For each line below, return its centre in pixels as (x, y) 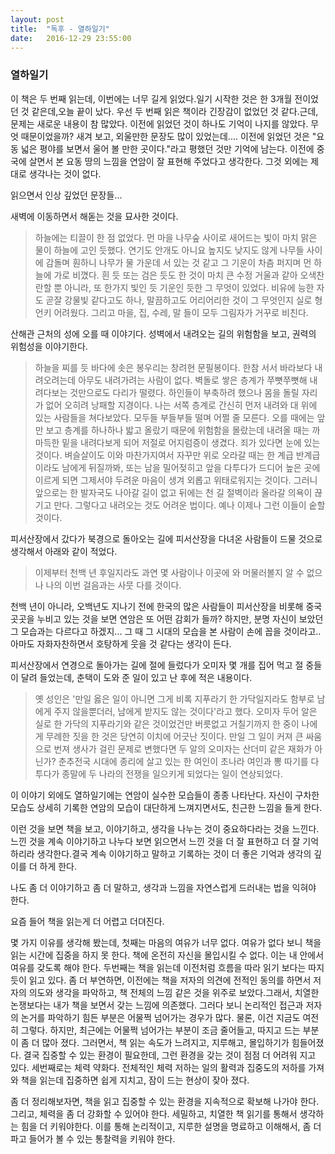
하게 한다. (58, 866)
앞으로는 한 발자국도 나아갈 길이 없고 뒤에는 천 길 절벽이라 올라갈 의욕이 (173, 492)
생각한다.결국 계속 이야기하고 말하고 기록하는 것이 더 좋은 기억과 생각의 (174, 853)
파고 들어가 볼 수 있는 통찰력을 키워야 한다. (93, 1138)
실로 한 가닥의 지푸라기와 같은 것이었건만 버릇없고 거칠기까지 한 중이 (167, 723)
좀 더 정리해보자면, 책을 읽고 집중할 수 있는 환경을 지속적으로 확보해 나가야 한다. (165, 1101)
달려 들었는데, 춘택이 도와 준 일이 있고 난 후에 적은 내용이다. (136, 677)
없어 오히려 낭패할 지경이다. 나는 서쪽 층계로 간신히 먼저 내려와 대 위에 (181, 405)
